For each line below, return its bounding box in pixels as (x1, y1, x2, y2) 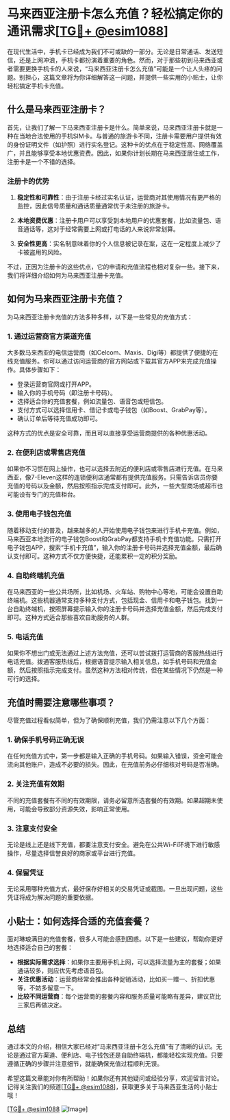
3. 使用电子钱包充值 (7, 509, 72, 519)
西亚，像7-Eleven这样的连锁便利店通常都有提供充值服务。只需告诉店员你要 (7, 473, 218, 481)
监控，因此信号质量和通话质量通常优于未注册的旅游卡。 (16, 202, 173, 210)
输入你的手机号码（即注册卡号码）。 (16, 389, 116, 397)
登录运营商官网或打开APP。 (16, 380, 96, 388)
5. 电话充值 (7, 632, 44, 641)
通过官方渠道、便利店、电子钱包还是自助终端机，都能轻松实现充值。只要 (18, 1051, 223, 1059)
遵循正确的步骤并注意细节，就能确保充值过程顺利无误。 (7, 1059, 163, 1067)
